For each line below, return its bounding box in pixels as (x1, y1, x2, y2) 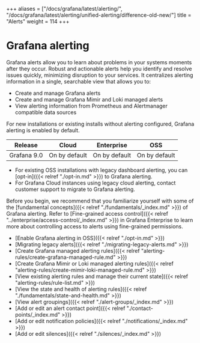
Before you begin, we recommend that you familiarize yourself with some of (6, 197, 194, 204)
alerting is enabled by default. (6, 126, 80, 134)
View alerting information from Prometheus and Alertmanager (14, 102, 168, 109)
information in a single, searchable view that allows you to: (6, 77, 151, 85)
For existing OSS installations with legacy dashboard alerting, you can (14, 166, 188, 174)
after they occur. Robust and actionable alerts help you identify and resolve (6, 65, 192, 72)
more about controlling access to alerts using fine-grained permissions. (6, 222, 183, 230)
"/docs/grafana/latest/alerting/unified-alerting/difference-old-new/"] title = (6, 11, 192, 19)
